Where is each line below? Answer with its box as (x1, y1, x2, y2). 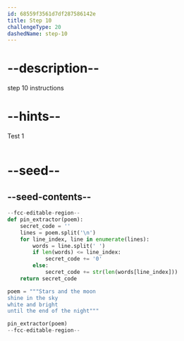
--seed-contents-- (7, 191, 92, 203)
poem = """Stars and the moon (7, 287, 97, 295)
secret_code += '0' (44, 256, 102, 263)
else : (32, 262, 49, 269)
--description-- (7, 61, 100, 76)
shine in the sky (7, 294, 59, 301)
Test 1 (7, 132, 25, 140)
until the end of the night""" (7, 308, 99, 315)
